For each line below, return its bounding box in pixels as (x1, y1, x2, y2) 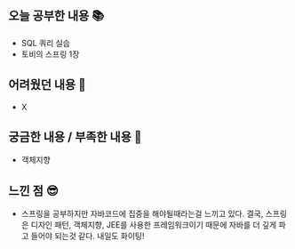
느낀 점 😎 (8, 183, 59, 198)
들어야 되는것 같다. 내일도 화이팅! (30, 230, 145, 242)
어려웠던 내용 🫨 (8, 77, 86, 92)
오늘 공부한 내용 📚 (8, 8, 105, 24)
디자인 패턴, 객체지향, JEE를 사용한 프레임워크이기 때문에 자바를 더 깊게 (30, 220, 277, 230)
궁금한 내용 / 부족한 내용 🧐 (8, 130, 142, 145)
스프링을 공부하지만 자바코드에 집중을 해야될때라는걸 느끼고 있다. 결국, (20, 208, 264, 220)
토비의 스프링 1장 (20, 48, 80, 60)
